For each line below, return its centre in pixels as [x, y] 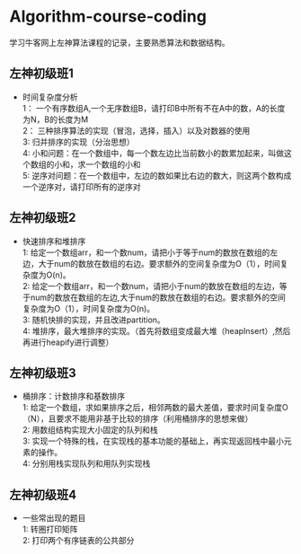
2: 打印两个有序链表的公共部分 [78, 541]
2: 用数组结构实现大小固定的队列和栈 [90, 430]
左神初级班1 [42, 74]
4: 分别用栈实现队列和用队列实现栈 [86, 463]
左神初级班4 [43, 494]
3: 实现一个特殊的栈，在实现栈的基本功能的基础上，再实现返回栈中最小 [153, 441]
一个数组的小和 [113, 164]
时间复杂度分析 [50, 97]
